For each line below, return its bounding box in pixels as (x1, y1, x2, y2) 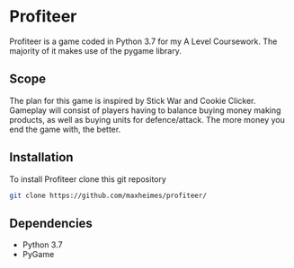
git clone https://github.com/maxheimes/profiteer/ (9, 191, 207, 200)
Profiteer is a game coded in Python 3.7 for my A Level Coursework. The (9, 36, 278, 47)
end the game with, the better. (9, 124, 121, 134)
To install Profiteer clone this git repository (9, 173, 166, 185)
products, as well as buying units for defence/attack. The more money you (9, 114, 285, 125)
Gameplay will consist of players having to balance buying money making (9, 105, 281, 116)
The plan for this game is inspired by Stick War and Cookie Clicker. (9, 95, 256, 106)
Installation (9, 150, 74, 165)
